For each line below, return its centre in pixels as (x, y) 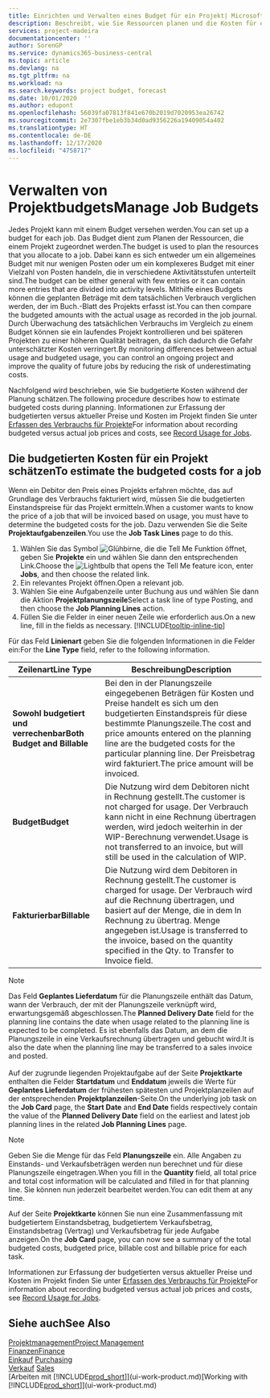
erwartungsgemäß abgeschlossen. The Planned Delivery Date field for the (131, 1014)
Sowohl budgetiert (49, 713)
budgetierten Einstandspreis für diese (176, 713)
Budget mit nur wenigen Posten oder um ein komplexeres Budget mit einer (131, 264)
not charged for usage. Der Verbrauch (177, 807)
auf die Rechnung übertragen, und (170, 900)
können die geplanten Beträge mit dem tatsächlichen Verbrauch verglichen (132, 298)
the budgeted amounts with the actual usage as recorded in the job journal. (133, 315)
